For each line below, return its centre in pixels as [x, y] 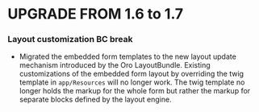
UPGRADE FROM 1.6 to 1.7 [96, 14]
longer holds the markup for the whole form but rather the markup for [135, 91]
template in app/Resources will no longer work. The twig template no [132, 82]
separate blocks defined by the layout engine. [95, 100]
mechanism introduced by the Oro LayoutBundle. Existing [115, 65]
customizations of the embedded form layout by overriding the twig [131, 74]
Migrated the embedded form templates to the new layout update [128, 56]
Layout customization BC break [70, 39]
